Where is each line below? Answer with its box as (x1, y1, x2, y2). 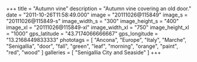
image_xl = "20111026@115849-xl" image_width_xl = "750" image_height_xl (6, 24, 189, 31)
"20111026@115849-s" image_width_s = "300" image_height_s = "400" (6, 18, 179, 24)
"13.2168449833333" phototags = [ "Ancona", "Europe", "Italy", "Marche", (6, 37, 187, 43)
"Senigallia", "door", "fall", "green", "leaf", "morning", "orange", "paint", (6, 43, 179, 50)
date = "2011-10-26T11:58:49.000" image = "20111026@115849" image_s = (6, 11, 188, 18)
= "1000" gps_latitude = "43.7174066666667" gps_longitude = (6, 30, 159, 37)
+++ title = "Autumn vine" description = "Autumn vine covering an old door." (6, 5, 192, 12)
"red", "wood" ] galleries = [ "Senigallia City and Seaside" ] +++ (6, 49, 162, 56)
